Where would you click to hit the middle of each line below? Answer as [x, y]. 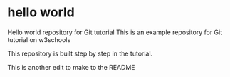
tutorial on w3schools [39, 39]
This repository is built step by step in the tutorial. [80, 53]
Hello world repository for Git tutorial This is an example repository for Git [115, 32]
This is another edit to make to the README [71, 67]
